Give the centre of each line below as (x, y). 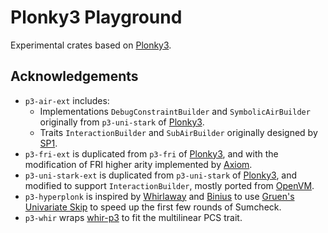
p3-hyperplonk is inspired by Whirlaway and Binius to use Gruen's (159, 196)
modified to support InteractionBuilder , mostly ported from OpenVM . (169, 185)
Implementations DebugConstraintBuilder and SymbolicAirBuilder (175, 111)
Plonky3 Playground (96, 17)
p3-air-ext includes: (67, 100)
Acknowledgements (74, 76)
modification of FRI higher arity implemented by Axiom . (138, 164)
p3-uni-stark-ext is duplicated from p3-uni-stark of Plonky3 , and (161, 175)
